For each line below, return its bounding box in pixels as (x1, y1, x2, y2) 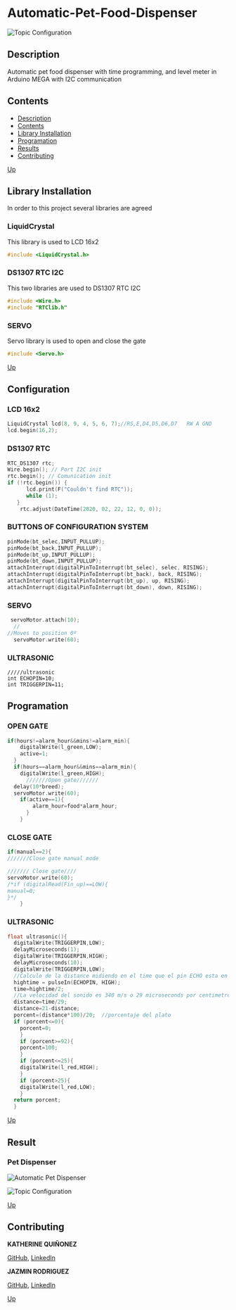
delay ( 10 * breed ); (13, 783, 65, 790)
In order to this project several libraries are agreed (7, 204, 152, 213)
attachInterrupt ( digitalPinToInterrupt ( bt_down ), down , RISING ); (7, 584, 202, 591)
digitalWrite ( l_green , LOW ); (20, 744, 102, 751)
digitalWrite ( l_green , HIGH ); (20, 769, 105, 777)
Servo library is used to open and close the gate (7, 336, 146, 345)
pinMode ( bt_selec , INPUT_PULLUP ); (7, 538, 105, 545)
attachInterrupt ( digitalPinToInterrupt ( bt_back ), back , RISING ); (7, 571, 202, 578)
